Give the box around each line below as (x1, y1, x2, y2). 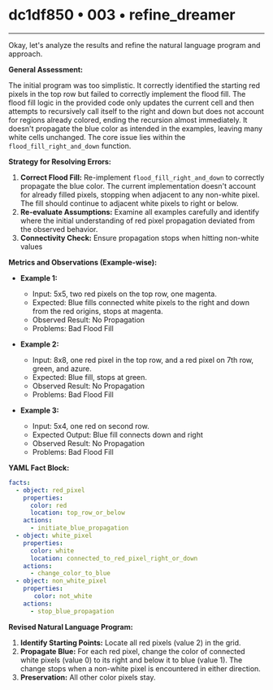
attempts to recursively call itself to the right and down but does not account (8, 106, 264, 116)
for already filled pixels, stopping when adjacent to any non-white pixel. (19, 190, 260, 199)
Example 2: (19, 339, 59, 349)
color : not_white (33, 592, 93, 600)
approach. (8, 49, 43, 59)
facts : (8, 478, 31, 487)
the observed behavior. (19, 224, 98, 234)
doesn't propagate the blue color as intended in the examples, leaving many (8, 124, 262, 133)
